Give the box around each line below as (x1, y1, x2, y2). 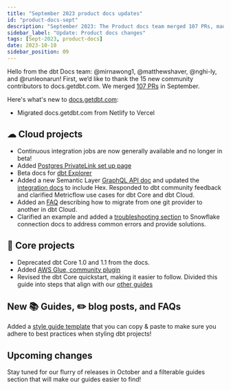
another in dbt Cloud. (16, 205, 78, 213)
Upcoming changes (7, 349, 93, 361)
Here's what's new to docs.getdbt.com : (7, 95, 119, 103)
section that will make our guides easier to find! (7, 376, 142, 384)
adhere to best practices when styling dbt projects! (7, 329, 152, 338)
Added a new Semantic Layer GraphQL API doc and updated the (16, 176, 199, 184)
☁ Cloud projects (7, 129, 83, 140)
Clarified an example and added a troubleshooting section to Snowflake (16, 213, 220, 221)
